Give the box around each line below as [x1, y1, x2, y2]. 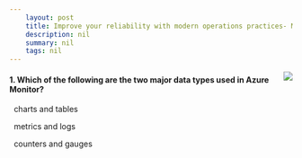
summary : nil [25, 38, 75, 48]
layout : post [25, 13, 75, 22]
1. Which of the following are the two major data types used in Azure [9, 74, 270, 85]
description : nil [25, 30, 91, 39]
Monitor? [9, 83, 45, 94]
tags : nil [25, 47, 63, 56]
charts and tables [13, 104, 78, 115]
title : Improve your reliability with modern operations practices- [25, 22, 288, 31]
